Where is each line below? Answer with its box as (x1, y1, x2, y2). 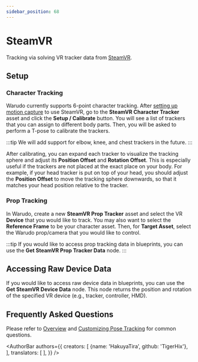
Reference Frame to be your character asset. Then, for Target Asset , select (6, 223, 191, 230)
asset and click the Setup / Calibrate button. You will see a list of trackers (6, 115, 186, 122)
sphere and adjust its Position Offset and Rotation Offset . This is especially (6, 156, 191, 164)
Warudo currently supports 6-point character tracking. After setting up (6, 102, 178, 110)
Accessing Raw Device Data (6, 264, 112, 274)
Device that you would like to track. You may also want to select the (6, 216, 171, 223)
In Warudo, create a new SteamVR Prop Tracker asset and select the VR (6, 210, 183, 217)
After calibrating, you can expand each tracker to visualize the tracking (6, 150, 179, 158)
